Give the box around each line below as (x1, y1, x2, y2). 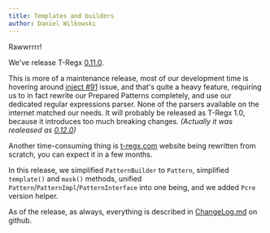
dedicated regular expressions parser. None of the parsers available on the (8, 99, 259, 109)
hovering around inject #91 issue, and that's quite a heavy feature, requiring (8, 82, 262, 92)
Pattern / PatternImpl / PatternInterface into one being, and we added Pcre (8, 182, 256, 192)
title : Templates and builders (8, 11, 115, 20)
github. (8, 215, 33, 225)
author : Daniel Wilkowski (8, 19, 96, 28)
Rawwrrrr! (8, 41, 42, 51)
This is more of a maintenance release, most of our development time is (8, 73, 249, 83)
